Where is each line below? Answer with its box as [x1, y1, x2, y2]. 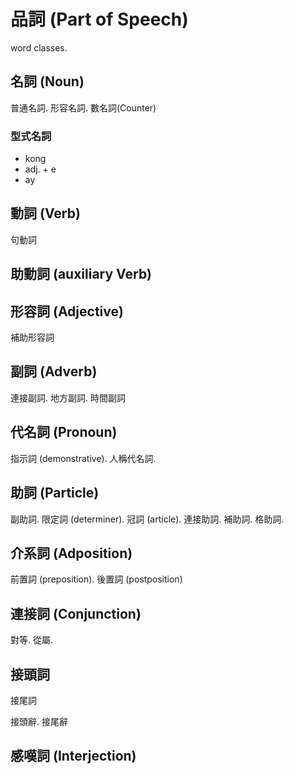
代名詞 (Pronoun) [10, 424, 118, 441]
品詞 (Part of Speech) [10, 8, 189, 31]
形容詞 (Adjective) [10, 303, 124, 320]
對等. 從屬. [10, 634, 54, 646]
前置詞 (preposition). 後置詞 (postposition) [10, 573, 183, 585]
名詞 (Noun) [10, 73, 85, 90]
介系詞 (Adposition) [10, 545, 133, 562]
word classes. [10, 41, 68, 54]
